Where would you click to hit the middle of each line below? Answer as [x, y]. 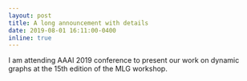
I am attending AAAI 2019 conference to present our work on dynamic [124, 60]
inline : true [30, 38]
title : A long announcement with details [79, 23]
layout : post [30, 15]
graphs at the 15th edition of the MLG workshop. [88, 69]
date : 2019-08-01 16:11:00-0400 [62, 30]
